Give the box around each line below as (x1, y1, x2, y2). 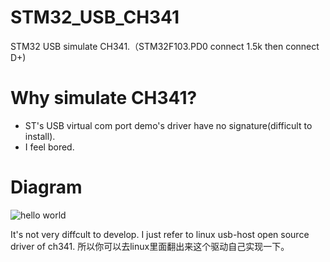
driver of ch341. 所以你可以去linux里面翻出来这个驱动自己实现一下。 (10, 240, 290, 252)
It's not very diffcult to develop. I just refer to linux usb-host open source (10, 228, 310, 240)
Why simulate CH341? (10, 87, 198, 110)
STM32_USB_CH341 (10, 6, 180, 29)
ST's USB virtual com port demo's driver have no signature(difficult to (24, 119, 313, 131)
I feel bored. (24, 141, 75, 153)
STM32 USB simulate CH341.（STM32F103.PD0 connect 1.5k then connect (10, 40, 320, 52)
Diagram (10, 176, 83, 199)
